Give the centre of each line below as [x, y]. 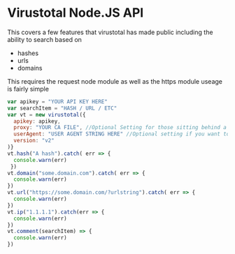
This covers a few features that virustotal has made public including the [110, 32]
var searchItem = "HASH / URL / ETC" [62, 108]
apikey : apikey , [37, 121]
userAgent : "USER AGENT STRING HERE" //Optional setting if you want [117, 134]
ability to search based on [45, 39]
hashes [28, 53]
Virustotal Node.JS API [76, 13]
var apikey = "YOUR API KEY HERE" [58, 102]
